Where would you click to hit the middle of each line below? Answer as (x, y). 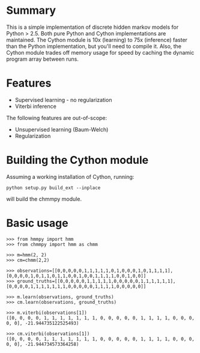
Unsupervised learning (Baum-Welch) (62, 129)
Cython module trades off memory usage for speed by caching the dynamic (100, 52)
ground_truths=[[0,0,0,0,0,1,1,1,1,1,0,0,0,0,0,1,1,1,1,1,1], (96, 281)
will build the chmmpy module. (44, 199)
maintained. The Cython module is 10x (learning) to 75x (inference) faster (97, 40)
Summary (31, 11)
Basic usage (37, 223)
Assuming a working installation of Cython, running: (70, 176)
